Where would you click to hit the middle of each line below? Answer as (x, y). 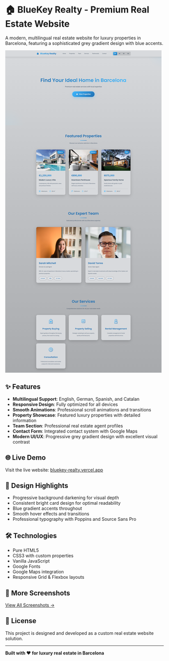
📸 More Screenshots (38, 593)
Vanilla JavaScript (31, 561)
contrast (21, 442)
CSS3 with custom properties (43, 556)
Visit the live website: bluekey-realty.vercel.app (54, 470)
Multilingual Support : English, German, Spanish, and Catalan (76, 399)
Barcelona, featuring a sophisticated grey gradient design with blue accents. (84, 43)
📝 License (21, 621)
